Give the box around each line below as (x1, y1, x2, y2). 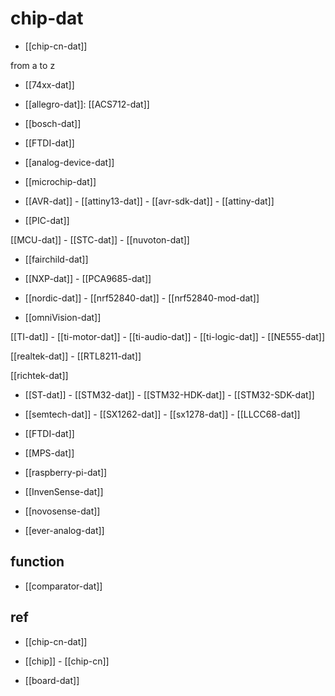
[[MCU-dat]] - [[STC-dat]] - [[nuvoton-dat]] (10, 233, 190, 246)
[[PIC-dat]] (24, 214, 70, 226)
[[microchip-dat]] (24, 175, 97, 187)
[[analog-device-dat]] (24, 156, 115, 168)
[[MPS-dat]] (24, 447, 75, 459)
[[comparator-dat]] (24, 580, 103, 592)
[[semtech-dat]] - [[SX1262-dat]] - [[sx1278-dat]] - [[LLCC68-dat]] (24, 408, 301, 420)
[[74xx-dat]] (24, 78, 75, 91)
